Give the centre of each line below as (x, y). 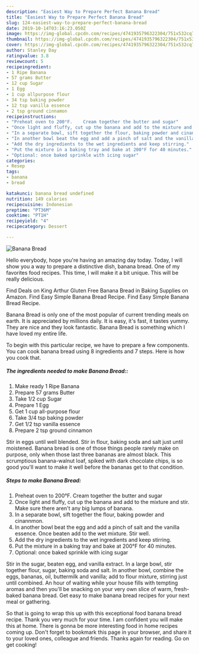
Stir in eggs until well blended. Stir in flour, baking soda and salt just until (95, 442)
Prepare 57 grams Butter (45, 392)
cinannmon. (29, 520)
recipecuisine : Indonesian (39, 204)
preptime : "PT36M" (29, 210)
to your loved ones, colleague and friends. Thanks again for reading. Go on (98, 638)
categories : (21, 161)
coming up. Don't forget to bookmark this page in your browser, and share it (99, 632)
